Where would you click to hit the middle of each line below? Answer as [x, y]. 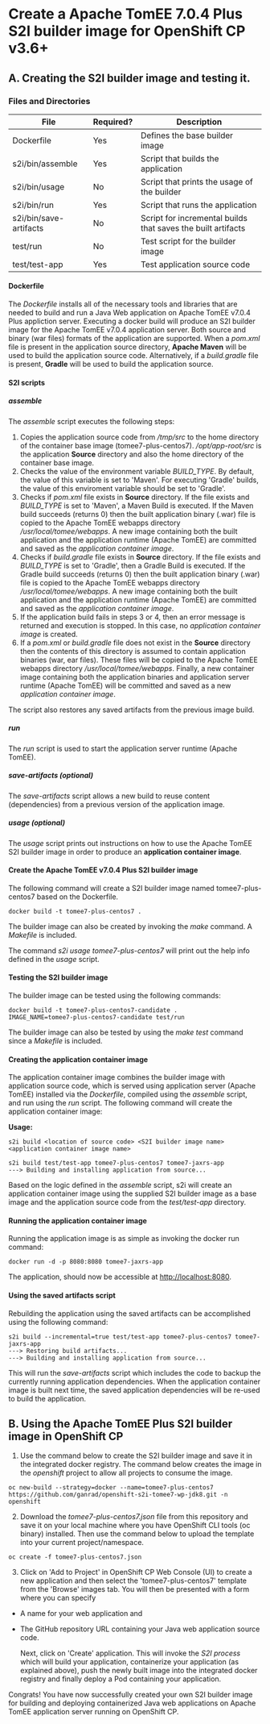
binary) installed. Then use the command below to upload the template [137, 1534]
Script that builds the [180, 158]
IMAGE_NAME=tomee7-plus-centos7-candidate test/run [96, 1017]
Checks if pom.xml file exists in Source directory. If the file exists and [135, 497]
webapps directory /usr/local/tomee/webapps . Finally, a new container [137, 668]
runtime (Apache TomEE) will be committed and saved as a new [125, 685]
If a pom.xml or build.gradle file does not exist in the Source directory [135, 643]
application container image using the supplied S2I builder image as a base [133, 1193]
